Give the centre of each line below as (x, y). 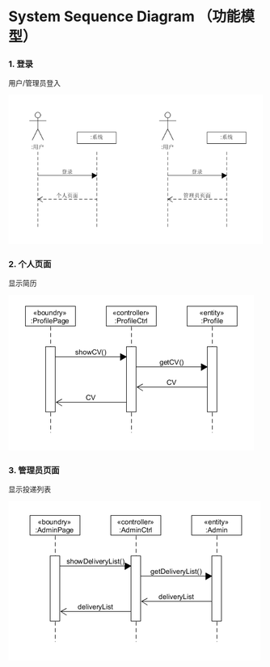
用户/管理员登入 (35, 83)
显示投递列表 (30, 489)
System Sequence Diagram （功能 (124, 17)
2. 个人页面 (30, 264)
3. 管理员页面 (34, 470)
